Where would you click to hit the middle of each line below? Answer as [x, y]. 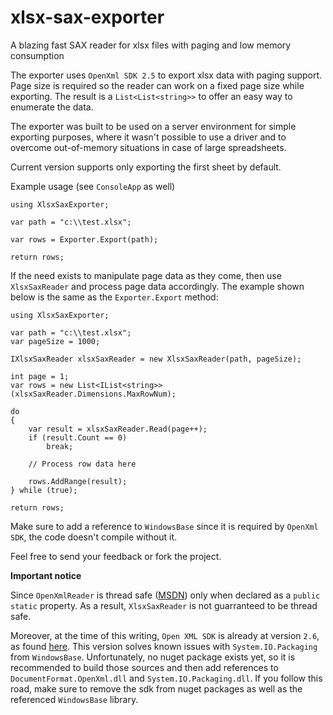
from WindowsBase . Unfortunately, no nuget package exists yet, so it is [153, 657]
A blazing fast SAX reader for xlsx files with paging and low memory [151, 45]
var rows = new [42, 385]
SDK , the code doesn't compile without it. [93, 537]
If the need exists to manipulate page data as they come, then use [146, 275]
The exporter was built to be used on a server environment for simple [153, 126]
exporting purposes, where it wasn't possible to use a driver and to [148, 137]
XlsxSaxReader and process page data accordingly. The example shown [157, 286]
